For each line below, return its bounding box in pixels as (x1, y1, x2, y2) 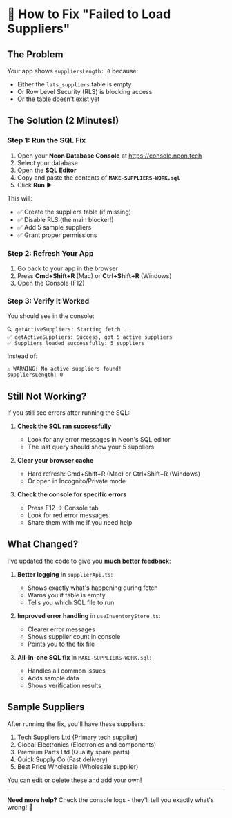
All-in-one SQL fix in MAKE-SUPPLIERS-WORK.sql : (17, 653, 152, 661)
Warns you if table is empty (27, 591, 106, 599)
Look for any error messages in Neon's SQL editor (27, 436, 171, 444)
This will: (7, 194, 32, 203)
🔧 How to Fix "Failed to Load (7, 6, 171, 22)
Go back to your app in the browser (17, 264, 119, 272)
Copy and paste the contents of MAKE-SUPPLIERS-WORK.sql (17, 173, 181, 182)
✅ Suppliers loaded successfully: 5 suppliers (7, 340, 145, 347)
